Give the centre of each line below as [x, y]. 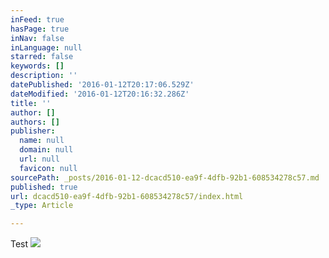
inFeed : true [37, 19]
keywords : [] [37, 66]
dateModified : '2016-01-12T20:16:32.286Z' [100, 94]
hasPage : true [40, 29]
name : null [42, 141]
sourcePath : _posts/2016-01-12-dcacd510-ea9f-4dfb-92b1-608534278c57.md [165, 177]
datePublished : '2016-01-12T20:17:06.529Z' [102, 85]
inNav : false [37, 38]
